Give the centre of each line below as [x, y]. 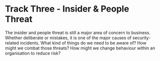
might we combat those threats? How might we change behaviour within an [80, 48]
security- [142, 38]
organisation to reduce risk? [33, 53]
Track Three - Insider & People [67, 9]
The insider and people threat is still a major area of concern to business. [78, 32]
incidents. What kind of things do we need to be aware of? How [83, 43]
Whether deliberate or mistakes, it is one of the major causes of [68, 38]
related [12, 43]
